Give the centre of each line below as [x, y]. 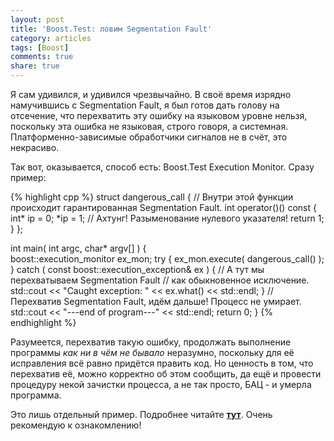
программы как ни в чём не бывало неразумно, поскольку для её [152, 352]
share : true [35, 66]
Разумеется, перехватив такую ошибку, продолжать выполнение [151, 342]
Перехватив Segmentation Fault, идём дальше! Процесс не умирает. [156, 301]
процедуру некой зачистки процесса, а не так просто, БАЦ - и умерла [161, 384]
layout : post [37, 19]
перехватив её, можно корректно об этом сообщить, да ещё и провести [166, 374]
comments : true [42, 57]
